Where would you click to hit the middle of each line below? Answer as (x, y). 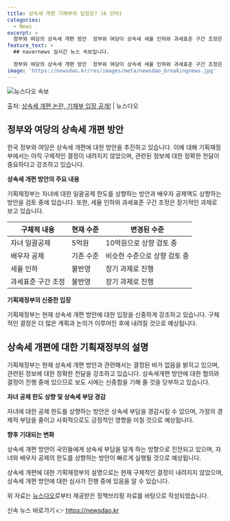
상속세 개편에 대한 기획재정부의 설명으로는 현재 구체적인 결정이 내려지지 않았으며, (115, 473)
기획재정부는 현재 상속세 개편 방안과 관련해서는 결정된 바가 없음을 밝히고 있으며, (113, 365)
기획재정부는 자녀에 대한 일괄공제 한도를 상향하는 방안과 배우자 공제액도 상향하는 (114, 194)
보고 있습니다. (26, 211)
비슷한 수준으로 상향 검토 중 (147, 256)
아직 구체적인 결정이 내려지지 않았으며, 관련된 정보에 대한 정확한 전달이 (125, 156)
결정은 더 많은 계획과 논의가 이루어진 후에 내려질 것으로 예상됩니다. (108, 323)
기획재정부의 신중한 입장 (39, 300)
